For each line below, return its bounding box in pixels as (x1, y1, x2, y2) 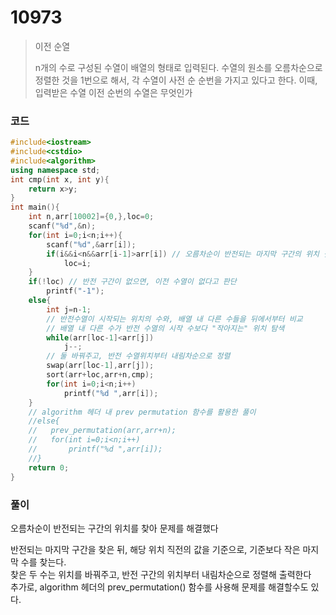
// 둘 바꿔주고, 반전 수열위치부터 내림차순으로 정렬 (46, 351, 231, 361)
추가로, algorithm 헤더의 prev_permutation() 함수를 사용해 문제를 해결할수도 (10, 581, 309, 593)
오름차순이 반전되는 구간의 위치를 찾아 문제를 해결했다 (10, 522, 219, 534)
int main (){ (10, 202, 60, 213)
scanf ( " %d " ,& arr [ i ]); (46, 239, 137, 250)
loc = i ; (63, 258, 92, 268)
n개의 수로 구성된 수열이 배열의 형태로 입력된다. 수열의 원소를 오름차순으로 (34, 61, 323, 73)
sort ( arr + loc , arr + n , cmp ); (46, 370, 155, 380)
